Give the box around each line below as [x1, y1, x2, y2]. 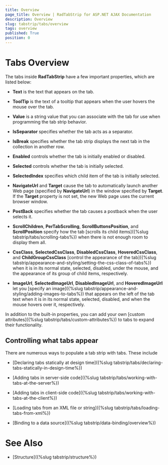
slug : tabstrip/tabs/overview [5, 21, 69, 27]
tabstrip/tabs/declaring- [113, 360, 163, 366]
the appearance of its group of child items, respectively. [12, 270, 128, 276]
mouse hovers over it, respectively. [12, 301, 85, 307]
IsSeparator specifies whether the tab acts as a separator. [12, 129, 133, 135]
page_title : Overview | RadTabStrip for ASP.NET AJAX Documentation [5, 12, 151, 17]
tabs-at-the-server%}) [12, 380, 59, 386]
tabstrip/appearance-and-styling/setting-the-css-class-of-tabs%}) [12, 260, 151, 266]
